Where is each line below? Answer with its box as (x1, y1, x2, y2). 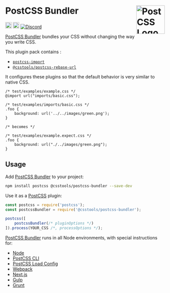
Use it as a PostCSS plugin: (5, 192, 62, 198)
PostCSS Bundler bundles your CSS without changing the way (5, 33, 135, 39)
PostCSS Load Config (12, 261, 58, 267)
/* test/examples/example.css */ (5, 89, 76, 94)
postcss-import (12, 59, 45, 64)
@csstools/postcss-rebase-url (12, 65, 77, 70)
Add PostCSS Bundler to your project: (5, 174, 84, 180)
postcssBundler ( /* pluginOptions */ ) (14, 221, 94, 226)
